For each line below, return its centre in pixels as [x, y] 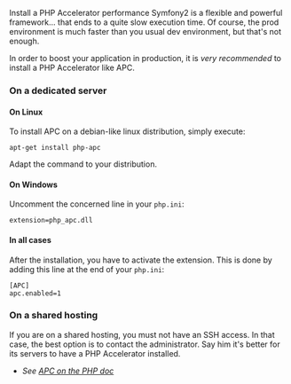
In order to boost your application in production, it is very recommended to [145, 58]
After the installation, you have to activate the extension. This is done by [141, 260]
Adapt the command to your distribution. [83, 164]
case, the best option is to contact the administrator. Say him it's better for [145, 344]
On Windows [33, 184]
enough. [24, 41]
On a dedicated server [58, 90]
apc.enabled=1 [35, 293]
